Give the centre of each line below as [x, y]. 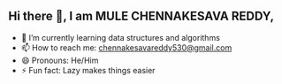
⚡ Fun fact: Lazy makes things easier [88, 70]
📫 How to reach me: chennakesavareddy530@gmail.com [126, 47]
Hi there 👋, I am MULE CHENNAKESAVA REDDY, [141, 16]
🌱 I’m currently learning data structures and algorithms [120, 37]
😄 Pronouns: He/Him [60, 60]
